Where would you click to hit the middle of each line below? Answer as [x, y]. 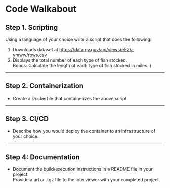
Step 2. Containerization [45, 86]
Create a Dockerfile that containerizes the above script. [70, 98]
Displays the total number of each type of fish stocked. [70, 60]
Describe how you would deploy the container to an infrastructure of [84, 131]
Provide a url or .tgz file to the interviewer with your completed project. [86, 180]
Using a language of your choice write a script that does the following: [78, 39]
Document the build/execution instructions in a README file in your [83, 169]
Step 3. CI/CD [27, 119]
